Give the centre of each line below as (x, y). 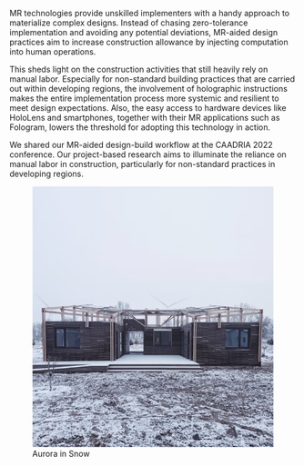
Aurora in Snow (61, 454)
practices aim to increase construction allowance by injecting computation (149, 42)
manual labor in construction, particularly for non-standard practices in (142, 164)
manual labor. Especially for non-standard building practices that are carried (152, 79)
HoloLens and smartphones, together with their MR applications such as (145, 118)
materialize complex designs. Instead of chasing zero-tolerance (129, 23)
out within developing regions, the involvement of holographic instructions (149, 89)
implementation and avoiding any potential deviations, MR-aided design (144, 32)
